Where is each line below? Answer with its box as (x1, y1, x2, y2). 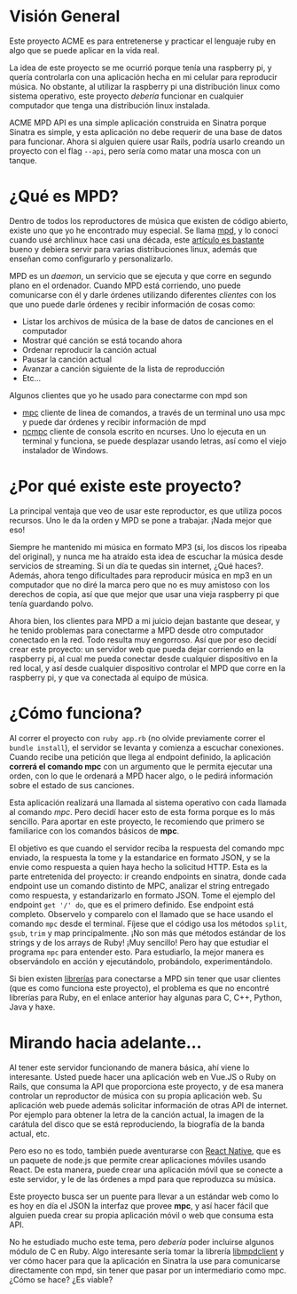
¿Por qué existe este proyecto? (9, 476, 242, 497)
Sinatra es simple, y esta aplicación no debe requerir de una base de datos (9, 126, 283, 137)
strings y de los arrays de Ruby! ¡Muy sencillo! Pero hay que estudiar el (9, 937, 269, 947)
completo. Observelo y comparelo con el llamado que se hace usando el (9, 908, 274, 919)
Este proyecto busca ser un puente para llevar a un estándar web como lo (9, 1191, 279, 1202)
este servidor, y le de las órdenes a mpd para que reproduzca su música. (9, 1173, 277, 1184)
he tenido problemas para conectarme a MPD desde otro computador (9, 625, 264, 635)
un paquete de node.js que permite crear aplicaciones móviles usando (9, 1154, 267, 1165)
